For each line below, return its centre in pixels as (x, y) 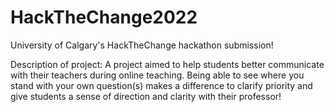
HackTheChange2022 (104, 17)
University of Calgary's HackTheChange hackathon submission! (142, 45)
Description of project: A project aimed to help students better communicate (167, 64)
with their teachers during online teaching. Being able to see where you (157, 75)
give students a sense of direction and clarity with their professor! (146, 96)
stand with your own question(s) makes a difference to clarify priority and (161, 85)
